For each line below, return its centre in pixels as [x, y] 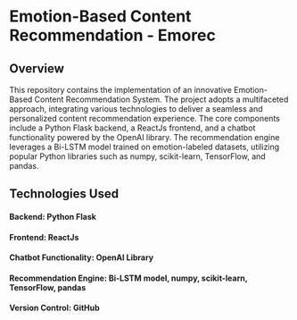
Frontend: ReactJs [44, 237]
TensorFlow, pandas [48, 287]
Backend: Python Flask [53, 216]
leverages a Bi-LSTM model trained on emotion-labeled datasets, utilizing [144, 147]
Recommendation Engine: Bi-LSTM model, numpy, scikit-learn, [128, 278]
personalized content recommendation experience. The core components [145, 118]
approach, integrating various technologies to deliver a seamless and [136, 109]
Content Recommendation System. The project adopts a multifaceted [161, 99]
